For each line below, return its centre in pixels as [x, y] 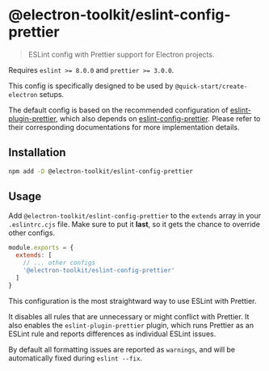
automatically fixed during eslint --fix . [76, 358]
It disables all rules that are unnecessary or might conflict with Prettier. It [129, 316]
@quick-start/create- [211, 86]
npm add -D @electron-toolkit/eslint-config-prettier [101, 171]
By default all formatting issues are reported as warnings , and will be [122, 349]
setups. [52, 94]
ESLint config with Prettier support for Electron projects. [121, 54]
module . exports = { [41, 248]
